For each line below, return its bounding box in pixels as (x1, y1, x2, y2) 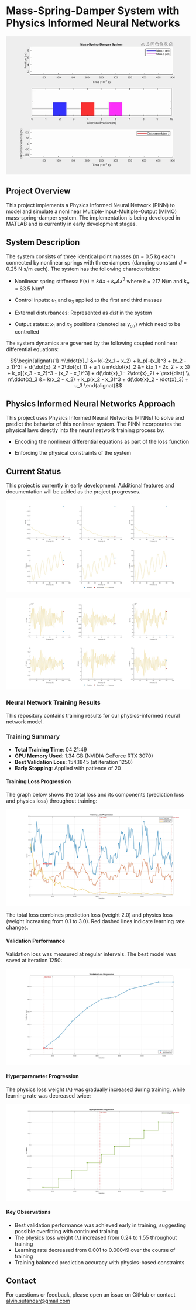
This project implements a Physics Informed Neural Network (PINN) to (6, 201, 176, 208)
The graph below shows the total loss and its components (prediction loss (6, 791, 184, 798)
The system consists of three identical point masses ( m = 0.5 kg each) (6, 253, 176, 260)
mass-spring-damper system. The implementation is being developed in (6, 214, 180, 221)
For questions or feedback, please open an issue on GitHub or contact (6, 1291, 176, 1298)
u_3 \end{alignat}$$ (74, 382, 123, 389)
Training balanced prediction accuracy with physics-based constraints (14, 1258, 185, 1266)
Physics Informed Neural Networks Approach (6, 399, 176, 409)
